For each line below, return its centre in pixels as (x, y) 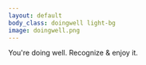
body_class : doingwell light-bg (62, 23)
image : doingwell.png (44, 30)
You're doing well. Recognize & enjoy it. (73, 53)
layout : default (35, 15)
